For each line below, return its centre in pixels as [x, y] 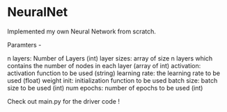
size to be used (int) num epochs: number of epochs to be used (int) [105, 88]
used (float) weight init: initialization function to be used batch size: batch [112, 80]
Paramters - [24, 45]
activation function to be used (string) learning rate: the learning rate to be [114, 73]
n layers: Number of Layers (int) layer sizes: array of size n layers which [110, 58]
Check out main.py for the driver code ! [64, 101]
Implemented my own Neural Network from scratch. [82, 31]
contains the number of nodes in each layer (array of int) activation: [104, 65]
